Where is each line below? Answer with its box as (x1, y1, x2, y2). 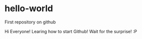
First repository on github (4, 19, 56, 25)
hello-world (4, 3, 54, 14)
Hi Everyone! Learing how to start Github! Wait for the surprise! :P (4, 28, 137, 34)
